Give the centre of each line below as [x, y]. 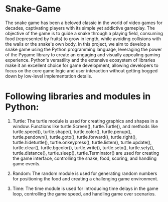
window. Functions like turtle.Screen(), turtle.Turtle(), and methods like [85, 126]
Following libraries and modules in [78, 96]
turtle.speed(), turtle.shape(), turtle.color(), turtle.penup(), [72, 132]
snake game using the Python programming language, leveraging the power [83, 49]
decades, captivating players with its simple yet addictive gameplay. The [80, 28]
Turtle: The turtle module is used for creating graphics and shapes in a [85, 121]
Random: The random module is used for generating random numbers [85, 173]
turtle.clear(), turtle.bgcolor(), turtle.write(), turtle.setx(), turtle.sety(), [83, 147]
